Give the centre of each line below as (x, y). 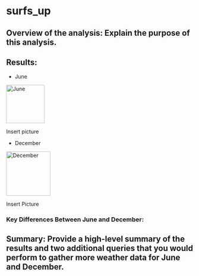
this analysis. (31, 42)
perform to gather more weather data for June (93, 257)
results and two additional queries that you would (99, 248)
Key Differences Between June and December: (75, 219)
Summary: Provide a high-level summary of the (96, 239)
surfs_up (29, 11)
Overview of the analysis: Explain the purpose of (98, 33)
